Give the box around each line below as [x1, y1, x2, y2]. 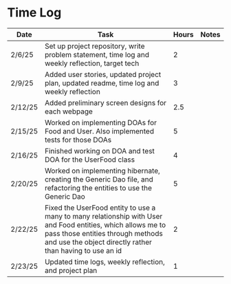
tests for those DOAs [44, 135, 112, 144]
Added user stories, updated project [44, 69, 162, 79]
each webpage [44, 107, 93, 116]
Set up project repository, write [44, 41, 145, 51]
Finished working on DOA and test [44, 146, 155, 155]
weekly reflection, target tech [44, 58, 140, 68]
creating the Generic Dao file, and [44, 174, 153, 184]
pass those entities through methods [44, 228, 163, 238]
